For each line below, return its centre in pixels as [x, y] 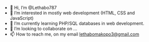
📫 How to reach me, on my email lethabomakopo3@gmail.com [74, 34]
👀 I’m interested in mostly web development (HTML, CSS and [72, 13]
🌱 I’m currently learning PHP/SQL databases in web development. [77, 23]
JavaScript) [22, 18]
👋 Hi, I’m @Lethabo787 [33, 8]
